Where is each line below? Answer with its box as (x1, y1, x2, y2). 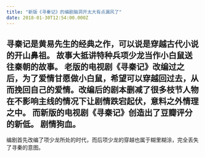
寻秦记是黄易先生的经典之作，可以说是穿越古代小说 (6, 38, 199, 49)
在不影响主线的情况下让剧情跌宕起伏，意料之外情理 (6, 96, 199, 106)
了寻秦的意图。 (6, 144, 44, 152)
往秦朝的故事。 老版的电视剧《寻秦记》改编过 (6, 62, 177, 72)
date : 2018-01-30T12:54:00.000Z (6, 15, 88, 21)
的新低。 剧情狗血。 (6, 119, 81, 129)
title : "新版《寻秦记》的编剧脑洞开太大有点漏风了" (6, 9, 122, 15)
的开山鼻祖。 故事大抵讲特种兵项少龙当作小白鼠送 (6, 50, 193, 60)
